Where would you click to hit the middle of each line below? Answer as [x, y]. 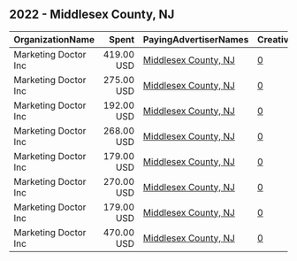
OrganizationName [54, 39]
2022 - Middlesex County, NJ [92, 15]
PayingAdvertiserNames [196, 39]
